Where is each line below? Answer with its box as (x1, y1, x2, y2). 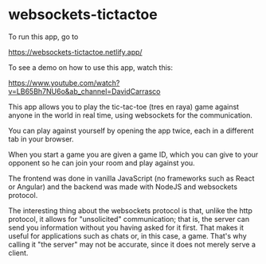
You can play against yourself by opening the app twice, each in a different (8, 126, 254, 135)
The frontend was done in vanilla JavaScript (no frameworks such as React (8, 173, 255, 183)
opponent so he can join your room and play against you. (8, 157, 195, 168)
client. (8, 248, 29, 258)
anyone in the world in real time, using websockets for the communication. (8, 110, 253, 120)
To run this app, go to (8, 32, 79, 41)
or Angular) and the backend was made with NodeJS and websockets (8, 181, 237, 192)
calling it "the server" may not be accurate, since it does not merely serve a (8, 239, 256, 249)
